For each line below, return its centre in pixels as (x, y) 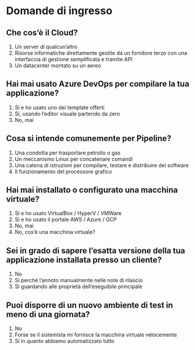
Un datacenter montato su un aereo (58, 65)
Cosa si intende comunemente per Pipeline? (89, 139)
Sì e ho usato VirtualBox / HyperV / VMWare (68, 213)
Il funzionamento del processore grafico (63, 171)
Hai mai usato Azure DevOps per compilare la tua (98, 84)
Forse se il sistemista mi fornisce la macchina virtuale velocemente (96, 335)
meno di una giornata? (48, 314)
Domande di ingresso (60, 11)
